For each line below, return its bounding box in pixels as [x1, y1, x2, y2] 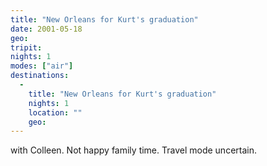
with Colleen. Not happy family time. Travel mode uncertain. [10, 144, 257, 156]
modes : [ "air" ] [10, 61, 74, 71]
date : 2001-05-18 [10, 24, 83, 34]
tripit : [10, 42, 43, 53]
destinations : [10, 71, 70, 81]
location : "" [28, 107, 83, 118]
